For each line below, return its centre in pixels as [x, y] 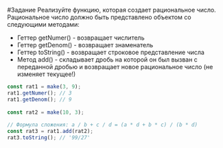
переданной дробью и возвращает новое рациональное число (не [115, 67]
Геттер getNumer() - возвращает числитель [81, 38]
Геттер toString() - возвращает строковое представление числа [110, 52]
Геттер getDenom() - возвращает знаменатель [85, 45]
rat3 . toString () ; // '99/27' [49, 138]
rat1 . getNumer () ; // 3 [39, 93]
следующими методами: [44, 24]
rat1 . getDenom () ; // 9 [39, 99]
